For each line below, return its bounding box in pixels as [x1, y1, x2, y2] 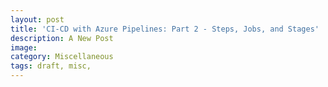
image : [10, 42, 38, 53]
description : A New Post [10, 33, 114, 43]
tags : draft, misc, [10, 61, 92, 71]
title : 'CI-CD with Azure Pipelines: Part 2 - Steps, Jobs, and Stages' [10, 24, 320, 34]
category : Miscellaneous [10, 52, 114, 62]
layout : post [10, 14, 65, 25]
